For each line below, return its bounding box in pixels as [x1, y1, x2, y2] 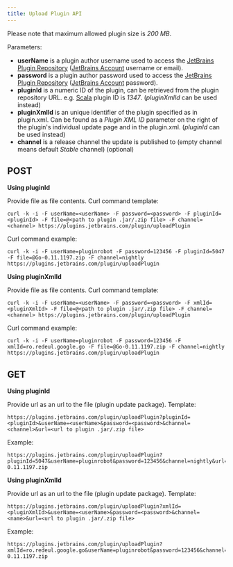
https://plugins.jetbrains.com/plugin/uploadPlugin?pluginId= [7, 414, 191, 421]
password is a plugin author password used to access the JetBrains [17, 71, 212, 79]
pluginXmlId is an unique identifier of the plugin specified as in [17, 108, 198, 116]
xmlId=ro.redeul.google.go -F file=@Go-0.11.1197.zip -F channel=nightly [7, 344, 225, 351]
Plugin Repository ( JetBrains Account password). [17, 78, 158, 87]
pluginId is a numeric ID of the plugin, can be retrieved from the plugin [17, 86, 220, 94]
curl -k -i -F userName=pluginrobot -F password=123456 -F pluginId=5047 [7, 248, 225, 255]
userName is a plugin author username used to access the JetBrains [17, 56, 214, 65]
